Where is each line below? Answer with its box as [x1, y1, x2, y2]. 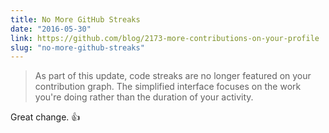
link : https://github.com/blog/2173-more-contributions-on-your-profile [10, 33, 320, 43]
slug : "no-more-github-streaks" [10, 42, 145, 53]
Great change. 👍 [10, 111, 81, 123]
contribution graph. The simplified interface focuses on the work [34, 81, 302, 93]
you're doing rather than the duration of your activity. [34, 91, 254, 103]
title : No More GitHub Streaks [10, 14, 141, 25]
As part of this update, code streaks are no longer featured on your [34, 70, 312, 82]
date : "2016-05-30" [10, 24, 92, 34]
